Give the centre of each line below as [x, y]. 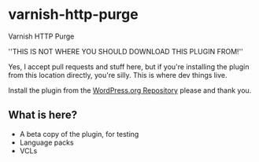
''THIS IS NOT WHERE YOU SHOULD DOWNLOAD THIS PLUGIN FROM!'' [126, 51]
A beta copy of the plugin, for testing [79, 134]
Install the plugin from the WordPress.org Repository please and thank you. [130, 90]
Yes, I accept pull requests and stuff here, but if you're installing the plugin [129, 66]
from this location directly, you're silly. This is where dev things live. [118, 75]
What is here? [43, 115]
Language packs [46, 142]
